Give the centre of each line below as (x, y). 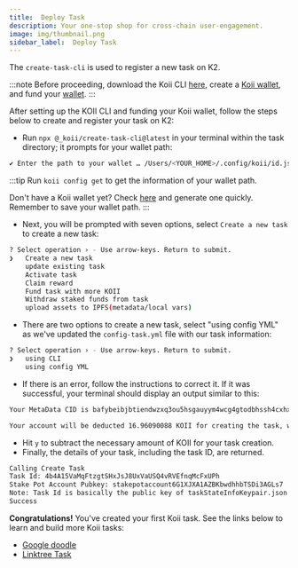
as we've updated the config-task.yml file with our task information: (147, 335)
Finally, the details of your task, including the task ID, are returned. (143, 452)
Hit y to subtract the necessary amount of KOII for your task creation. (148, 442)
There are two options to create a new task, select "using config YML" (150, 325)
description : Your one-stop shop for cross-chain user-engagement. (137, 26)
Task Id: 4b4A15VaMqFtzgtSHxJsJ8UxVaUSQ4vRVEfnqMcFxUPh (114, 477)
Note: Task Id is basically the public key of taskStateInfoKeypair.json (149, 493)
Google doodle (49, 544)
